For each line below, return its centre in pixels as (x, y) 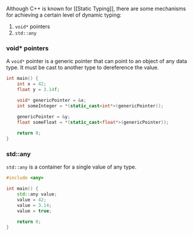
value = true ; (34, 211)
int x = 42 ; (32, 84)
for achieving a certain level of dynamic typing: (64, 15)
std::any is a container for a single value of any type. (71, 167)
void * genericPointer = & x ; (52, 100)
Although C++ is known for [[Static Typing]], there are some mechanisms (96, 9)
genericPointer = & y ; (43, 117)
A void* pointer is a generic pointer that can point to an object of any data (97, 61)
